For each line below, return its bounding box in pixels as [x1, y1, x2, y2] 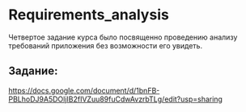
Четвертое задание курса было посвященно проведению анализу [8, 32, 238, 42]
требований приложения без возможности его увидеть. [8, 40, 203, 50]
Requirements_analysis [8, 6, 170, 24]
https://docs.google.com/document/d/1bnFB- [8, 85, 160, 95]
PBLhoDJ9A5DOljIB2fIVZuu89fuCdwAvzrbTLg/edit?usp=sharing [8, 94, 223, 104]
